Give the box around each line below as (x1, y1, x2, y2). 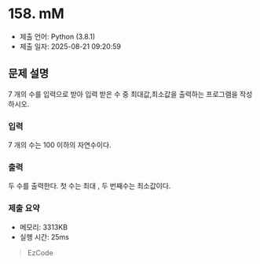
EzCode (27, 247, 53, 257)
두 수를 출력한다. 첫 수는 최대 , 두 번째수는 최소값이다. (8, 181, 171, 191)
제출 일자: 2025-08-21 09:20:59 (19, 41, 122, 51)
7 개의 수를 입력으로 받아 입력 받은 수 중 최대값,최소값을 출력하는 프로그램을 (8, 89, 238, 99)
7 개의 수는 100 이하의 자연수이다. (8, 140, 112, 150)
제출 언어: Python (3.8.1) (19, 32, 96, 41)
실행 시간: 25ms (19, 232, 69, 241)
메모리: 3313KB (19, 222, 68, 232)
